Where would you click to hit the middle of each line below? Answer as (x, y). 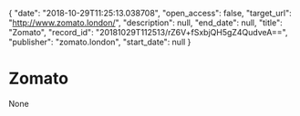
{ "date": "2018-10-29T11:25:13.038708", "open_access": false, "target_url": (150, 13)
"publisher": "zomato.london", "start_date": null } (100, 42)
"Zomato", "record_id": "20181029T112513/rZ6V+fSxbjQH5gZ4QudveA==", (148, 32)
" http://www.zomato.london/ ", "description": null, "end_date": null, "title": (146, 23)
